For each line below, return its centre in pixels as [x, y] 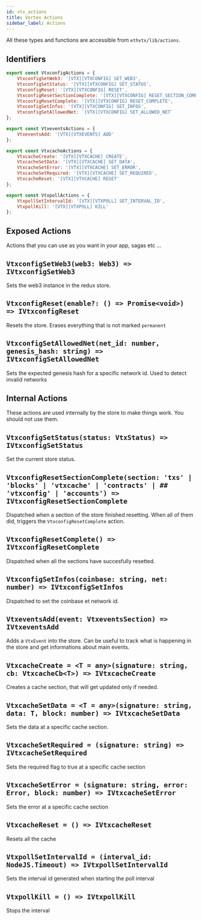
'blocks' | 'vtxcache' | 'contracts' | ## [87, 485]
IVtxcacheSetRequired [47, 753]
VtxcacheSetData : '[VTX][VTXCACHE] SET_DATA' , [76, 162]
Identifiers [26, 59]
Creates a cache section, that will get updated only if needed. [82, 687]
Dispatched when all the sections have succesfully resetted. [81, 561]
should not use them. [32, 419]
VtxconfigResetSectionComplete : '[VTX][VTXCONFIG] [82, 95]
